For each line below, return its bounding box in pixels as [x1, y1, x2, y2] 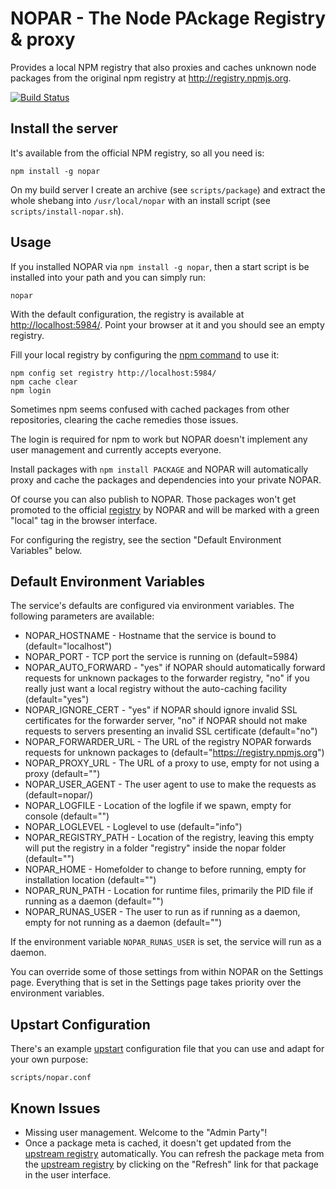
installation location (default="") [24, 874, 157, 886]
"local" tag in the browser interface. [10, 514, 158, 526]
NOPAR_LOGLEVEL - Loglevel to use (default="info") [24, 821, 243, 833]
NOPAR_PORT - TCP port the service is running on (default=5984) [24, 651, 299, 663]
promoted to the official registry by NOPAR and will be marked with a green [10, 503, 320, 516]
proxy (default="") [24, 768, 101, 780]
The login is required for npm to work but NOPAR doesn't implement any [10, 433, 308, 445]
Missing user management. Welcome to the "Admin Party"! [24, 1127, 268, 1138]
